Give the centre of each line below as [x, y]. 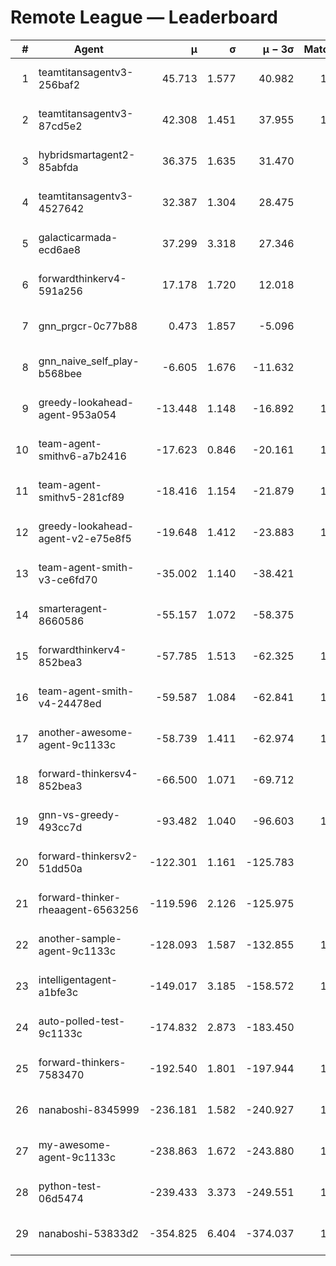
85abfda [58, 167]
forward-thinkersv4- [88, 773]
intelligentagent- [78, 979]
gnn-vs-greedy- [79, 814]
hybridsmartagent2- [87, 154]
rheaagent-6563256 [88, 909]
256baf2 [59, 84]
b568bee [60, 373]
